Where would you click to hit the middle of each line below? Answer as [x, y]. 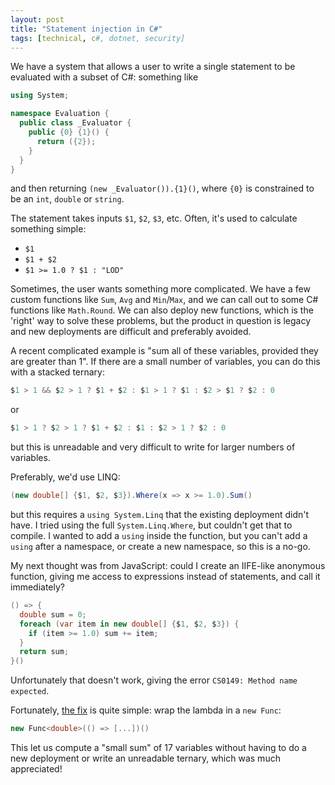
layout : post [37, 19]
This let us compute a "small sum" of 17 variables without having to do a [158, 747]
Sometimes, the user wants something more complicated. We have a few [160, 289]
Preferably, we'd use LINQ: [65, 477]
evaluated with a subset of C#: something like [104, 77]
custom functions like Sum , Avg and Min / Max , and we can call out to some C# [164, 300]
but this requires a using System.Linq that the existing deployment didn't [160, 514]
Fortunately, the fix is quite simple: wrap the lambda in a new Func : [146, 710]
